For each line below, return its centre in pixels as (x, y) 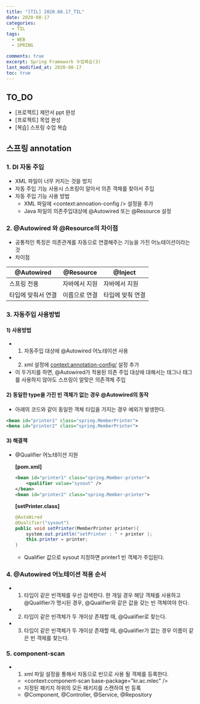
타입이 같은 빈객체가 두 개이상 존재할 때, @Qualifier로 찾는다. (95, 616)
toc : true (19, 73)
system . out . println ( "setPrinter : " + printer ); (89, 534)
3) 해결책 (17, 440)
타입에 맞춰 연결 (124, 295)
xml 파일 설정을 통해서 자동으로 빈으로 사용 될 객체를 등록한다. (96, 674)
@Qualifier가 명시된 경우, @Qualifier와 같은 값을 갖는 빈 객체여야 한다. (107, 602)
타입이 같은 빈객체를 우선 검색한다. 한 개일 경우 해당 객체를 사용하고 (102, 595)
